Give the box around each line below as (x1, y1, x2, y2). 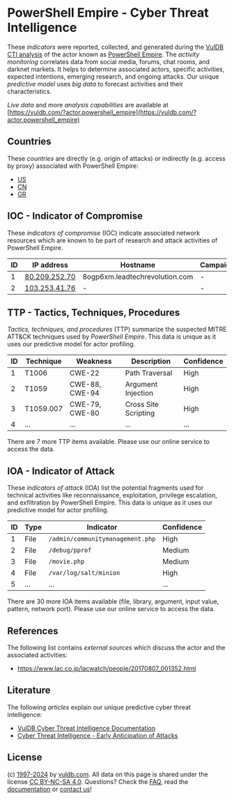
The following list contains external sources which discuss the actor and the (7, 643, 226, 652)
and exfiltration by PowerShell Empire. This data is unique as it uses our (7, 498, 213, 507)
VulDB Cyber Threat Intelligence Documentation (17, 723, 156, 732)
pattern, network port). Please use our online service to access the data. (7, 605, 215, 613)
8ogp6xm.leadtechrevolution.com (82, 272, 194, 282)
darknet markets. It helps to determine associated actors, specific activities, (7, 65, 225, 73)
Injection (125, 388, 154, 398)
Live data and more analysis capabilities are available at (7, 100, 169, 109)
